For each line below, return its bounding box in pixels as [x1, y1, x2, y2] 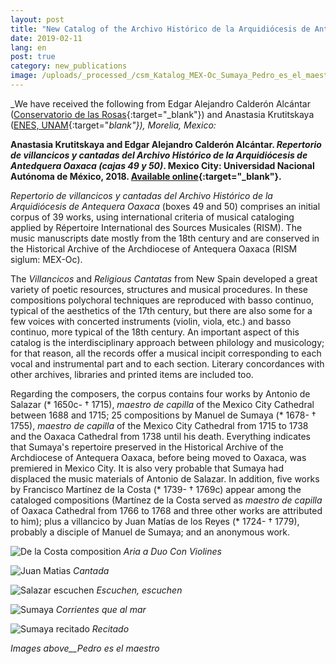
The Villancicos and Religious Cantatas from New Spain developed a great [10, 272, 318, 285]
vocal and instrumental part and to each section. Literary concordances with [10, 357, 325, 370]
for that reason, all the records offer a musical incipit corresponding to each [10, 347, 322, 359]
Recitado [91, 622, 130, 635]
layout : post [10, 14, 65, 25]
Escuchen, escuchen [96, 584, 183, 596]
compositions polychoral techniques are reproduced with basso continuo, [10, 294, 315, 306]
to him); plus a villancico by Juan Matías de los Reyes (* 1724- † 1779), [10, 515, 300, 527]
